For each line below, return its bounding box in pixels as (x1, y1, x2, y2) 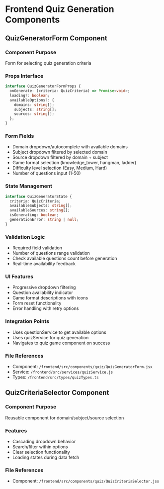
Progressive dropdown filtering (12, 285, 76, 291)
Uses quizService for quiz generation (12, 334, 89, 340)
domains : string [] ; (14, 102, 55, 107)
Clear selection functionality (12, 449, 71, 455)
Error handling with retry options (12, 305, 79, 311)
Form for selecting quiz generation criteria (5, 60, 91, 66)
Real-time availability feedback (12, 261, 76, 267)
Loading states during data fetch (12, 454, 80, 460)
